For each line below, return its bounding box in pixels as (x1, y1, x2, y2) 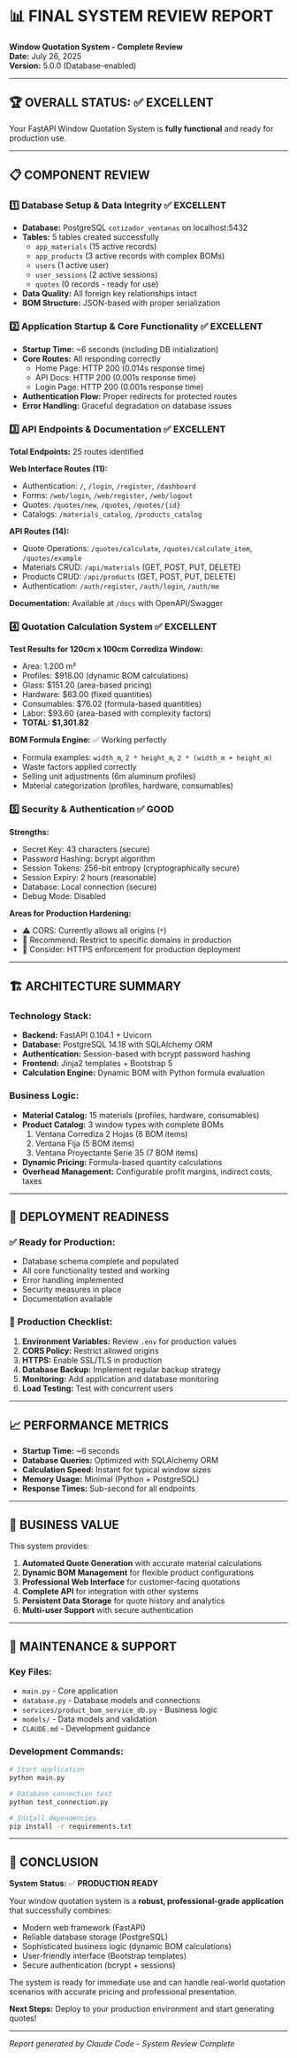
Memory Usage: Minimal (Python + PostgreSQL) (21, 1474, 200, 1485)
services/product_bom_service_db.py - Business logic (21, 1704, 218, 1715)
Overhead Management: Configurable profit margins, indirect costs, (21, 1166, 272, 1177)
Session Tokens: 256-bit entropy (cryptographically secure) (21, 863, 240, 873)
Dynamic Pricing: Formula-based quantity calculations (21, 1156, 223, 1167)
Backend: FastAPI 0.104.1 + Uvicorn (21, 1030, 152, 1041)
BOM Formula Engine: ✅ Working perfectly (9, 734, 167, 745)
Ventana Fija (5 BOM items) (34, 1138, 135, 1148)
